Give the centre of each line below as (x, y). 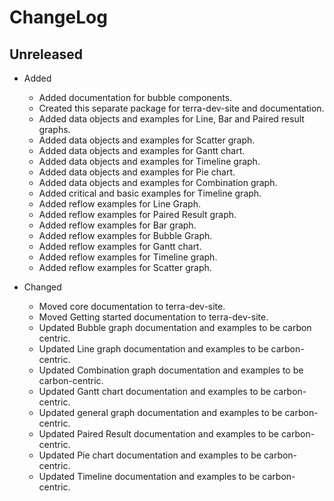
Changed (42, 287)
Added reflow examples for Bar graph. (117, 225)
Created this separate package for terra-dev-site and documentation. (181, 108)
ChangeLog (58, 17)
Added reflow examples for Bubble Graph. (125, 235)
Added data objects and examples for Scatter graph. (147, 140)
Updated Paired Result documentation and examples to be (159, 434)
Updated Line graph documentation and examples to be (153, 349)
